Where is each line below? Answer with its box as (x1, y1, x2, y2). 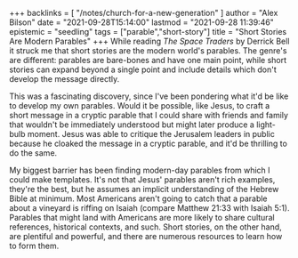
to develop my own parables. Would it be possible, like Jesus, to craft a (9, 101, 270, 110)
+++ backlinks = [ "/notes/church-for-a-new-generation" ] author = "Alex (9, 8, 278, 18)
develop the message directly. (9, 74, 120, 84)
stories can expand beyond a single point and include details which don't (9, 64, 278, 75)
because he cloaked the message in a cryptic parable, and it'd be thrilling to (9, 138, 287, 149)
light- (256, 119, 276, 130)
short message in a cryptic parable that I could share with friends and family (9, 110, 289, 120)
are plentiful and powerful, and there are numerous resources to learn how (9, 231, 283, 241)
